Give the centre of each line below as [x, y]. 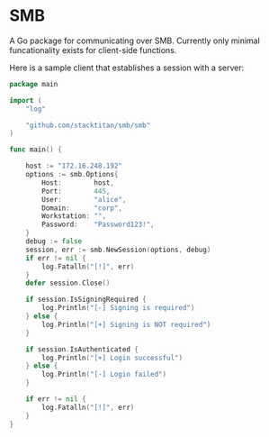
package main [34, 84]
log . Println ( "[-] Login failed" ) [104, 375]
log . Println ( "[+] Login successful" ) [112, 358]
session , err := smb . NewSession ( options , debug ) [118, 250]
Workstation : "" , [74, 216]
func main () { [36, 150]
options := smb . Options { [72, 175]
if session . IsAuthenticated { [82, 349]
